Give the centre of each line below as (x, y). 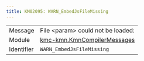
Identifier (21, 49)
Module (20, 40)
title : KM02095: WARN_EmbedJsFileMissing (57, 11)
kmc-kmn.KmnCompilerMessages (88, 40)
